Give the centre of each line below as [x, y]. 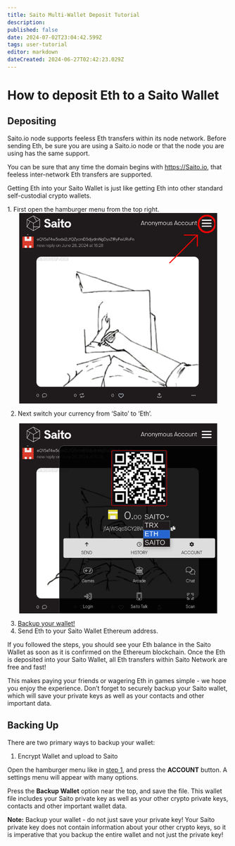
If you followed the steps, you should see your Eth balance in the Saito [109, 644]
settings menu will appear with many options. [73, 777]
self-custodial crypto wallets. [49, 195]
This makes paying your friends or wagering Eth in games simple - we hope [117, 680]
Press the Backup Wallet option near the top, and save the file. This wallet [115, 791]
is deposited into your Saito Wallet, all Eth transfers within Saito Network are [117, 659]
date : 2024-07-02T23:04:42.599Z [55, 37]
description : [26, 22]
